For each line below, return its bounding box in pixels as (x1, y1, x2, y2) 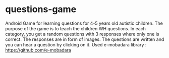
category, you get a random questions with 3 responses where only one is (5, 31, 159, 37)
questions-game (5, 4, 77, 15)
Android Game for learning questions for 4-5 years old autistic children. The (5, 20, 163, 26)
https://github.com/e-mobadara (5, 47, 72, 53)
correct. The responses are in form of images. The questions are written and (5, 36, 164, 42)
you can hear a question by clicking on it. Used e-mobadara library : (5, 41, 147, 47)
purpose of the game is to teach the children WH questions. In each (5, 25, 146, 31)
